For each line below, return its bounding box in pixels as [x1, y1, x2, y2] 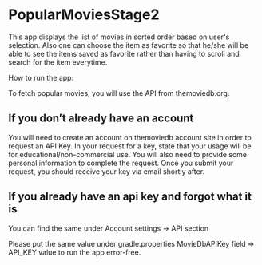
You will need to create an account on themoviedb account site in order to [8, 132, 252, 142]
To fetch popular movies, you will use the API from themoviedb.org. [8, 88, 230, 97]
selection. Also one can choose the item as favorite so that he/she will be [8, 40, 249, 49]
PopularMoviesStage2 [8, 6, 160, 24]
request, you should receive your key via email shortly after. [8, 166, 205, 176]
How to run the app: [8, 73, 74, 82]
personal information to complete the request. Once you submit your [8, 158, 234, 168]
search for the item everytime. [8, 57, 108, 67]
